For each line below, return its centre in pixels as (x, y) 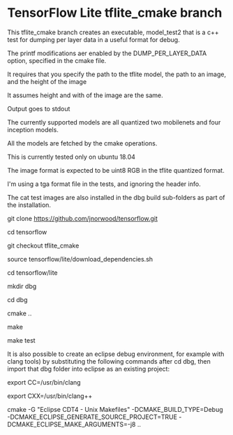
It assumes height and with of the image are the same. (85, 95)
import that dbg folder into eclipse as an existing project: (88, 369)
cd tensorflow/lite (32, 272)
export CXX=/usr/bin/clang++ (50, 396)
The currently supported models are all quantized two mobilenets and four (114, 122)
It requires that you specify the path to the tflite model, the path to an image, (117, 74)
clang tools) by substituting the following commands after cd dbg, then (109, 361)
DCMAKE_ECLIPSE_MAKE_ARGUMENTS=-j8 (72, 424)
